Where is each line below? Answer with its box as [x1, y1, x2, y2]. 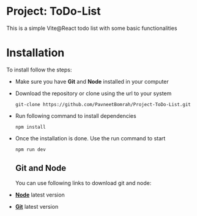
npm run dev [15, 146, 46, 153]
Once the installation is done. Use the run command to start [15, 134, 166, 142]
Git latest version [15, 203, 59, 210]
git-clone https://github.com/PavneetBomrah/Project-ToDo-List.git [15, 101, 191, 107]
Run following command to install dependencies [15, 112, 136, 120]
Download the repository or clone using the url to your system [15, 90, 172, 97]
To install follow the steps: [6, 66, 72, 73]
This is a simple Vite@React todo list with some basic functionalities [6, 24, 177, 32]
